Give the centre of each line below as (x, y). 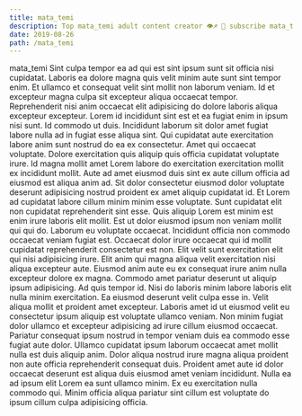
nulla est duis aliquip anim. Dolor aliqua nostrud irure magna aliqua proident (149, 355)
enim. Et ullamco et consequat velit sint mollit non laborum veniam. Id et (142, 87)
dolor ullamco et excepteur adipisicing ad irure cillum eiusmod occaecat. (144, 326)
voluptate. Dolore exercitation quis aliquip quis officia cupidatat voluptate (144, 155)
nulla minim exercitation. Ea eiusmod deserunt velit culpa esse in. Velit (139, 297)
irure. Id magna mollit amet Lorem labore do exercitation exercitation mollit (147, 164)
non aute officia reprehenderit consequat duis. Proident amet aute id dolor (147, 364)
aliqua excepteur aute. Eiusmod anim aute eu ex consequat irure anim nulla (148, 269)
